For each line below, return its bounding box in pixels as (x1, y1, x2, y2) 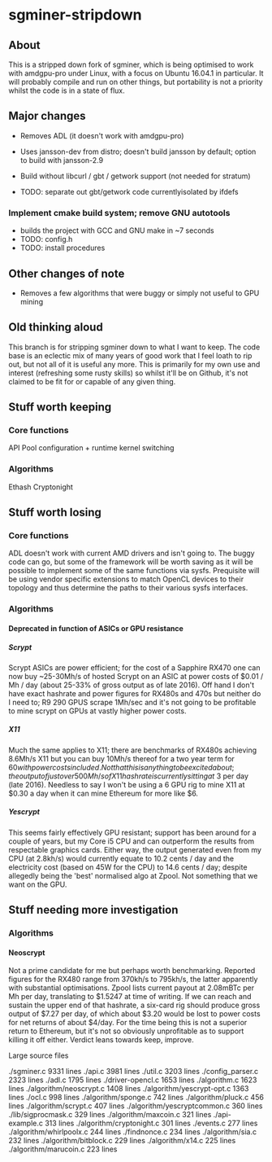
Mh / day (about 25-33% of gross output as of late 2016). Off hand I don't (8, 680, 254, 690)
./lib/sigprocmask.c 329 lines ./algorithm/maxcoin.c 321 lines (8, 1110, 212, 1120)
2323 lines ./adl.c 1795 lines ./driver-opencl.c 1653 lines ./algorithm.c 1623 (8, 1075, 257, 1085)
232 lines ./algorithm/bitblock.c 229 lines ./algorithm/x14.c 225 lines (8, 1136, 236, 1146)
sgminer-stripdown (8, 6, 142, 24)
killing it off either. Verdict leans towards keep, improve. (8, 1035, 195, 1045)
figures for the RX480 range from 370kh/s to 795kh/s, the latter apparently (8, 975, 258, 984)
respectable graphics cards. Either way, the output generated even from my (8, 844, 262, 854)
